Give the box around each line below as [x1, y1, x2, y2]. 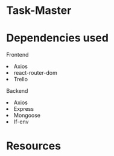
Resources [6, 139, 62, 153]
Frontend [6, 51, 29, 58]
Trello [14, 76, 28, 83]
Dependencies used [6, 31, 109, 45]
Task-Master [6, 4, 72, 17]
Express [14, 105, 34, 113]
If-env [14, 118, 29, 125]
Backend [6, 87, 28, 95]
